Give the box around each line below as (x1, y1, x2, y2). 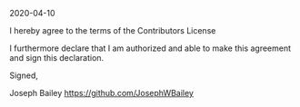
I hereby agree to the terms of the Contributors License (9, 25, 216, 35)
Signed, (9, 70, 38, 81)
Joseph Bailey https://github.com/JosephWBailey (9, 88, 194, 98)
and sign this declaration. (9, 53, 105, 63)
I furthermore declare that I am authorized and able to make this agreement (9, 43, 292, 53)
